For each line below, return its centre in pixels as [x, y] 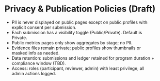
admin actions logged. [34, 73]
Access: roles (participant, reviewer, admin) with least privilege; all [78, 68]
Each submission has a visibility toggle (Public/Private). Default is [77, 32]
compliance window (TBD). [39, 63]
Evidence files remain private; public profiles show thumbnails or [76, 48]
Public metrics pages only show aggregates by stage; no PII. [72, 42]
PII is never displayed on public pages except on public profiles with [79, 22]
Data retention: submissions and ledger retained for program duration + [83, 58]
